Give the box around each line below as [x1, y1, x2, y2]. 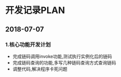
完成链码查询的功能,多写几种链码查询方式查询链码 [12, 59, 116, 65]
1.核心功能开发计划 [5, 41, 51, 48]
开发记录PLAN [5, 5, 65, 16]
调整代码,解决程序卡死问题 [12, 66, 67, 72]
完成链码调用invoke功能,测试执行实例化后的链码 [12, 53, 112, 59]
